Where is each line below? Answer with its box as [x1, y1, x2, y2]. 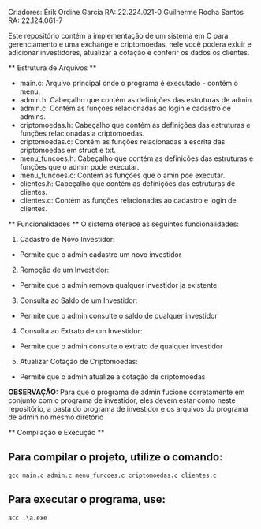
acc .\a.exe [8, 513, 47, 522]
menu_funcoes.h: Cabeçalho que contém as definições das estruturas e [19, 154, 254, 163]
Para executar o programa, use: [8, 493, 166, 506]
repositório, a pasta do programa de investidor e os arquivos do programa [8, 404, 248, 413]
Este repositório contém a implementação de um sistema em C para [8, 32, 229, 40]
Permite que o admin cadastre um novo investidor [19, 250, 182, 259]
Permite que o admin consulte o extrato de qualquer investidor [19, 341, 223, 351]
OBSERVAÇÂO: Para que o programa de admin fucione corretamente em [8, 387, 245, 397]
